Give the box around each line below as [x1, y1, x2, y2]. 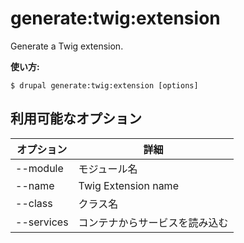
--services [15, 215, 69, 229]
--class [15, 196, 53, 210]
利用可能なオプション [10, 110, 142, 127]
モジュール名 [78, 162, 138, 176]
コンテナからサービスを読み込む [78, 215, 229, 229]
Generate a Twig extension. [10, 40, 124, 52]
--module [15, 161, 64, 175]
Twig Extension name [78, 178, 179, 192]
